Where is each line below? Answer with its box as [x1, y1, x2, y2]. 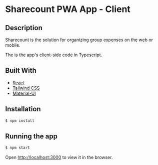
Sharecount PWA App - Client [5, 4, 131, 15]
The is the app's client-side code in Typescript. [5, 52, 102, 58]
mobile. [5, 42, 21, 48]
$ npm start [5, 145, 30, 150]
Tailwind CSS [12, 85, 40, 91]
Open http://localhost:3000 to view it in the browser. [5, 154, 113, 160]
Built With [5, 66, 36, 75]
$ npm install [5, 118, 35, 123]
